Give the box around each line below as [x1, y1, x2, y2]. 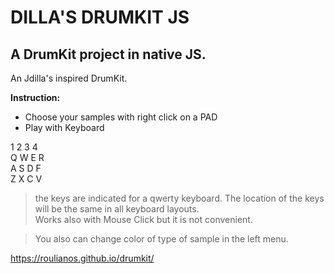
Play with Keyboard [24, 122, 105, 133]
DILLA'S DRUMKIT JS [10, 6, 190, 29]
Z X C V [10, 173, 43, 185]
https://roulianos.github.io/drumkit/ [10, 252, 155, 264]
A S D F [10, 162, 42, 174]
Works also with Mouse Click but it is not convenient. [34, 214, 253, 225]
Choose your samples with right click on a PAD [24, 111, 218, 123]
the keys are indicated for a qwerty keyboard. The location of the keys [34, 192, 325, 204]
